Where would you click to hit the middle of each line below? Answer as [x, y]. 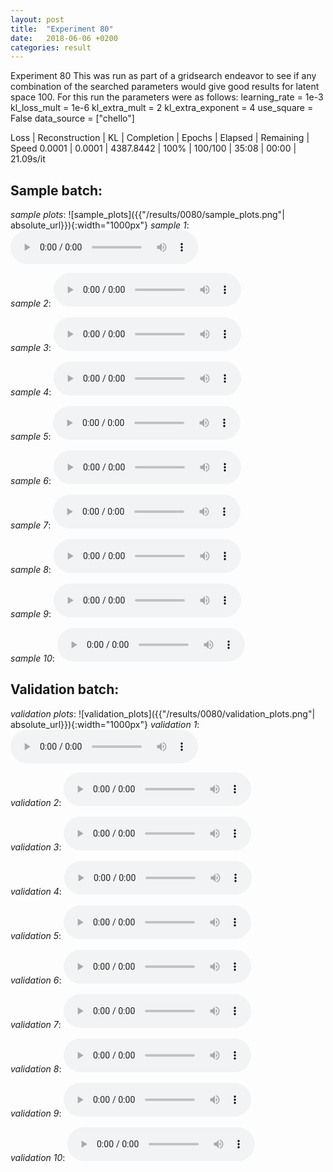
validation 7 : [36, 1024]
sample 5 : [31, 437]
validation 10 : [38, 1157]
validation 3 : [36, 847]
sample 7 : [31, 525]
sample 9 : [31, 614]
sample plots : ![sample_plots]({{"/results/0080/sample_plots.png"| [147, 215]
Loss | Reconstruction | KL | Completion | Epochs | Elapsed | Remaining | [160, 138]
